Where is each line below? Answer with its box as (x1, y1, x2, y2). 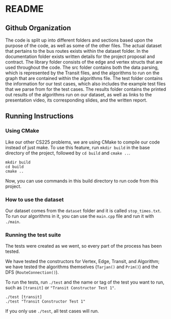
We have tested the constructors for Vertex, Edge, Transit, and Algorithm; (5, 258, 160, 265)
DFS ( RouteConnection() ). (5, 269, 59, 275)
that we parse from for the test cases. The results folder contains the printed (5, 86, 166, 92)
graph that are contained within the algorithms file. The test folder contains (5, 75, 163, 81)
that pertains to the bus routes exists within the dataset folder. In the (5, 48, 149, 54)
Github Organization (5, 24, 71, 32)
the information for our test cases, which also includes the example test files (5, 81, 166, 87)
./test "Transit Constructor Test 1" (5, 299, 86, 304)
